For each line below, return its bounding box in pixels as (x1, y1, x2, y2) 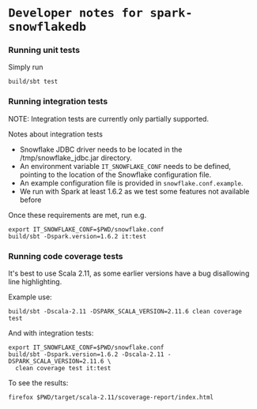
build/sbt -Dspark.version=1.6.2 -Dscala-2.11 (8, 351, 164, 358)
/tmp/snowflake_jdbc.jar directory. (19, 152, 133, 163)
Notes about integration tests (8, 129, 103, 139)
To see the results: (8, 378, 69, 388)
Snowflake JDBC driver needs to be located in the (19, 144, 183, 154)
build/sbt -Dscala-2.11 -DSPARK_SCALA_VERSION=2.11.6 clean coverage (8, 308, 243, 316)
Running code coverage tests (8, 250, 124, 261)
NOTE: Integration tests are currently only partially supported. (8, 114, 210, 123)
